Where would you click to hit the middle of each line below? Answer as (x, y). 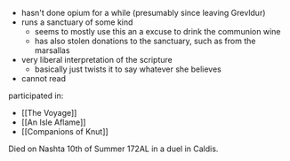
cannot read (44, 78)
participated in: (36, 96)
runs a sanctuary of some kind (77, 22)
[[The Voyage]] (49, 113)
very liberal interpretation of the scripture (97, 60)
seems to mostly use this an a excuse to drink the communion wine (157, 31)
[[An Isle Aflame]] (53, 122)
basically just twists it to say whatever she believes (128, 69)
